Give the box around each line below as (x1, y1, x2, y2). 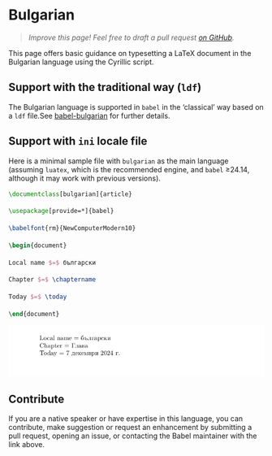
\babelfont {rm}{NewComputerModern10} (8, 224, 136, 232)
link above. (8, 440, 45, 449)
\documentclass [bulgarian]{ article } (8, 189, 132, 198)
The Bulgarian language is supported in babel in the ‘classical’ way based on (8, 102, 264, 111)
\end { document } (8, 310, 60, 318)
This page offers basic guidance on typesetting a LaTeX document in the (8, 48, 252, 58)
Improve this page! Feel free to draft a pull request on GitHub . (28, 33, 235, 42)
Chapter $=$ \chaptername (8, 276, 96, 284)
